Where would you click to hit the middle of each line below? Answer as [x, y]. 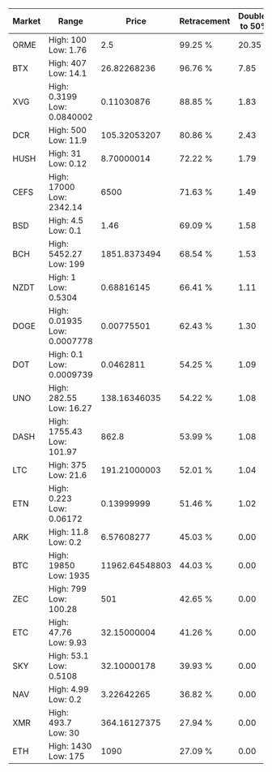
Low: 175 [66, 756]
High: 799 [68, 589]
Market [27, 21]
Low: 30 [64, 733]
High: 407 [68, 63]
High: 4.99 [68, 689]
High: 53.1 [68, 656]
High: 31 [65, 153]
